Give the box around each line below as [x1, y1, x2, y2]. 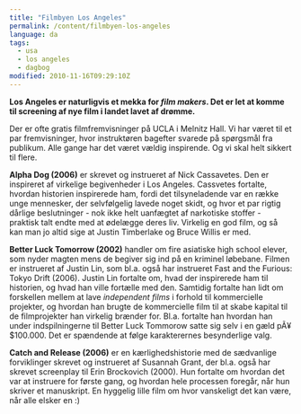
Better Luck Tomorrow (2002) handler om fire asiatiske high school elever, [9, 243, 288, 254]
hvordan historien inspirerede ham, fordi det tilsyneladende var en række [9, 188, 279, 198]
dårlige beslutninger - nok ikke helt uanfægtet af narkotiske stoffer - [9, 207, 261, 218]
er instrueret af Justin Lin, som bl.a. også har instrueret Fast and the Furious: [9, 262, 293, 274]
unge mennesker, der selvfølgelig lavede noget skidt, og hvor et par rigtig [9, 198, 281, 208]
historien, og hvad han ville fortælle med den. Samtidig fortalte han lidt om [9, 282, 284, 293]
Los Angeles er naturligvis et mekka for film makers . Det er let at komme [9, 96, 285, 107]
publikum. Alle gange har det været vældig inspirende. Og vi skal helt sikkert [9, 142, 292, 153]
